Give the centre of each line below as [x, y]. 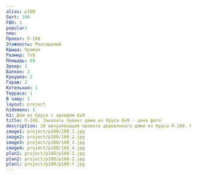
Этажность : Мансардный [34, 45]
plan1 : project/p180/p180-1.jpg [45, 153]
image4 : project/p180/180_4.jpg [45, 148]
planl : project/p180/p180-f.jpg [45, 164]
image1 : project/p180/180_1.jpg [45, 132]
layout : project [26, 104]
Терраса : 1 [19, 93]
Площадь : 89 [21, 60]
